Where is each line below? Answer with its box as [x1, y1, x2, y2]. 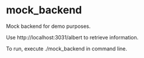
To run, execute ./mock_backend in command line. [6, 45, 127, 52]
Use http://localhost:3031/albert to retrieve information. [6, 34, 139, 41]
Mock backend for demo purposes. [6, 23, 91, 30]
